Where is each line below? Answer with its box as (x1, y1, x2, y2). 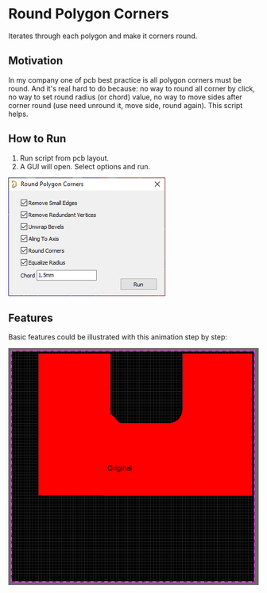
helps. (8, 109, 29, 118)
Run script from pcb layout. (19, 153, 110, 163)
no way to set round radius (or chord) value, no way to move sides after (8, 92, 242, 102)
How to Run (8, 132, 67, 145)
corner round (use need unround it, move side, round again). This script (8, 100, 243, 110)
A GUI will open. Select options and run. (19, 161, 151, 171)
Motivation (8, 54, 64, 68)
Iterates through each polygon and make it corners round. (8, 31, 198, 41)
